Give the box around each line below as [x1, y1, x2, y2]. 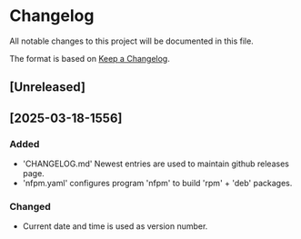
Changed [9, 200, 52, 213]
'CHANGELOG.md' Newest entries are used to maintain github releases [22, 158, 289, 169]
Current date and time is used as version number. [22, 221, 208, 232]
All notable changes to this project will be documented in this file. [9, 35, 255, 46]
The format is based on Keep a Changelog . [9, 53, 170, 64]
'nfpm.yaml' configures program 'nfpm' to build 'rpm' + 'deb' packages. [22, 178, 293, 189]
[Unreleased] [9, 79, 86, 95]
